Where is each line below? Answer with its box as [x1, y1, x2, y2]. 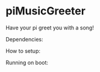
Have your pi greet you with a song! [5, 24, 94, 31]
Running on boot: [5, 59, 49, 66]
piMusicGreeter [5, 4, 86, 18]
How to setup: [5, 47, 40, 55]
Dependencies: [5, 35, 43, 43]
